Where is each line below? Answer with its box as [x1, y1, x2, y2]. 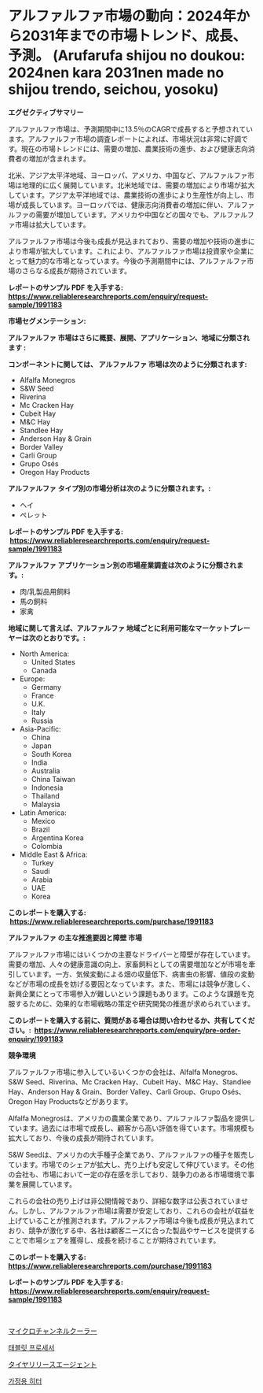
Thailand [31, 791, 60, 800]
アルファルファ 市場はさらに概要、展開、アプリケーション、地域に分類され [8, 332, 250, 343]
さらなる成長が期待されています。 [21, 265, 132, 276]
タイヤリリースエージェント [8, 1359, 97, 1369]
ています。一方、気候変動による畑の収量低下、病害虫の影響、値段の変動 [21, 969, 255, 979]
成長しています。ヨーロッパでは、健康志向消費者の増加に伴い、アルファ [21, 200, 255, 209]
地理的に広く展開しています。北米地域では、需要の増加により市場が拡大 [21, 180, 255, 190]
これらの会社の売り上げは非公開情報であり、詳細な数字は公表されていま [8, 1196, 242, 1206]
